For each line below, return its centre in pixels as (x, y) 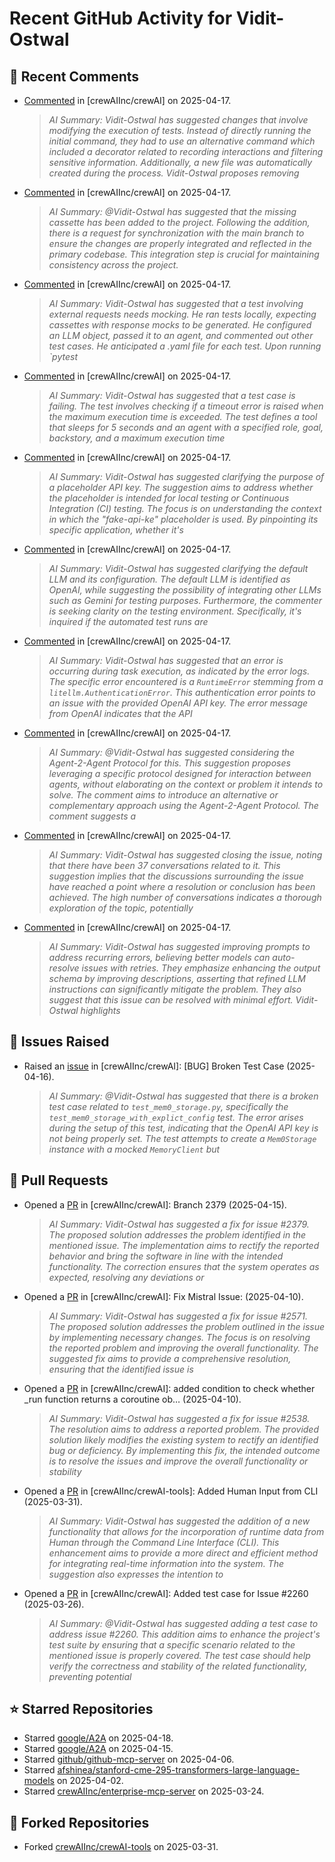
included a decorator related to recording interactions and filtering (186, 151)
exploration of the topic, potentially (121, 908)
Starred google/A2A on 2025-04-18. (98, 1738)
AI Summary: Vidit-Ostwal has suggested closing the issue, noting (185, 855)
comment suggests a (92, 816)
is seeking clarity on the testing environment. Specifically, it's (175, 611)
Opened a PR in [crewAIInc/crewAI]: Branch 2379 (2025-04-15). (155, 1204)
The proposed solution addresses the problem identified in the (177, 1234)
